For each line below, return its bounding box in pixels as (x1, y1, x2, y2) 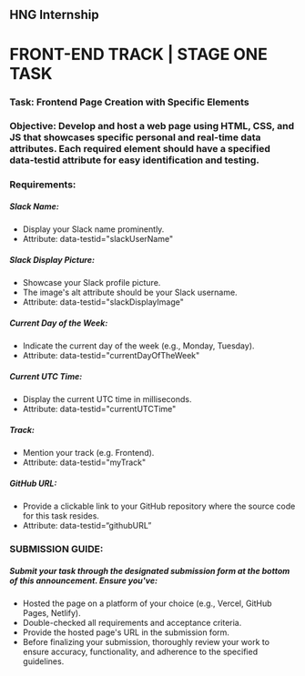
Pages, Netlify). (22, 608, 81, 619)
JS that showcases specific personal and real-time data (9, 131, 261, 144)
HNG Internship (9, 7, 99, 23)
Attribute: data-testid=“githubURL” (22, 520, 152, 531)
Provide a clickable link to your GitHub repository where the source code (22, 500, 296, 512)
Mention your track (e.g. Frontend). (22, 448, 155, 459)
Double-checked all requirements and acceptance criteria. (22, 618, 242, 629)
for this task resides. (22, 510, 100, 521)
